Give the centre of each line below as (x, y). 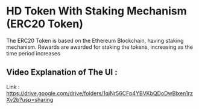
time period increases (33, 53)
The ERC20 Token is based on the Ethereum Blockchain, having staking (95, 40)
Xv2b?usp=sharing (30, 99)
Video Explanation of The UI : (62, 73)
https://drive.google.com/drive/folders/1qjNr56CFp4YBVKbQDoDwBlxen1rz (99, 93)
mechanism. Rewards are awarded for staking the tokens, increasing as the (100, 47)
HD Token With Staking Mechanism (96, 11)
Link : (13, 87)
